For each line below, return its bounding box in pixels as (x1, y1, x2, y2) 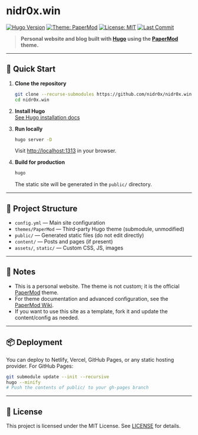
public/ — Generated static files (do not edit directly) (14, 232, 144, 239)
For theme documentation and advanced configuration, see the (14, 295, 169, 302)
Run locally (14, 125, 43, 132)
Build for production (14, 158, 65, 166)
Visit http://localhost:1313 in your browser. (14, 147, 117, 154)
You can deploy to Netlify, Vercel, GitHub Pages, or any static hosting (6, 356, 174, 363)
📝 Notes (6, 267, 36, 277)
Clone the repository (14, 80, 67, 87)
